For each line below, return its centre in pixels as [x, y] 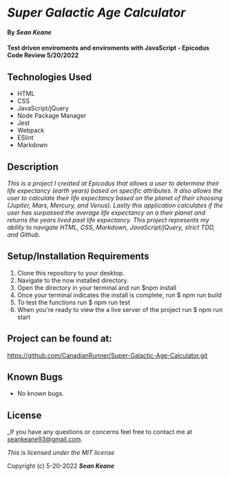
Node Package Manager [52, 116]
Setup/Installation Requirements [78, 256]
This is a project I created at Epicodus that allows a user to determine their [113, 183]
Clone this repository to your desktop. [71, 273]
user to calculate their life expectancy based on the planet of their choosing [115, 198]
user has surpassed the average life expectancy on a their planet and [106, 213]
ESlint [25, 138]
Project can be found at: [60, 339]
